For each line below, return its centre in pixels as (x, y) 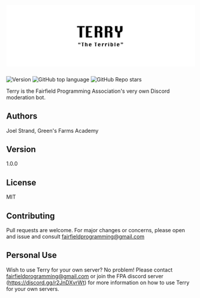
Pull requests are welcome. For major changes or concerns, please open (96, 230)
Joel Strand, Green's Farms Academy (52, 130)
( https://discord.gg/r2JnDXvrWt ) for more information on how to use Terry (98, 282)
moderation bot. (26, 97)
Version (21, 149)
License (21, 182)
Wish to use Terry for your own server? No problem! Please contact (90, 270)
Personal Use (31, 255)
